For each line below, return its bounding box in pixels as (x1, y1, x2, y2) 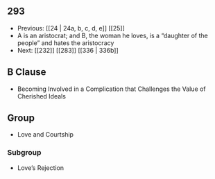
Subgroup (7, 148, 42, 157)
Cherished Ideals (17, 92, 66, 100)
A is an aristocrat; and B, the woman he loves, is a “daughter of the (17, 31, 208, 40)
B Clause (7, 66, 46, 78)
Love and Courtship (17, 130, 74, 139)
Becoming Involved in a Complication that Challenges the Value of (17, 85, 206, 93)
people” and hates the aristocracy (17, 38, 114, 47)
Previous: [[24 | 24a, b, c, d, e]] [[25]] (17, 24, 125, 32)
